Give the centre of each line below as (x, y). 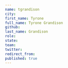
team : (10, 45)
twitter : (14, 49)
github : (13, 27)
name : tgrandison (22, 9)
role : (10, 36)
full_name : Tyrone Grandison (34, 23)
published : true (21, 58)
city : (10, 14)
